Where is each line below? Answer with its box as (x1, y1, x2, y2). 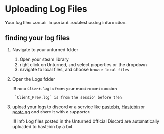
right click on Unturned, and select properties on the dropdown (19, 61, 147, 67)
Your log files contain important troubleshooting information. (5, 20, 127, 25)
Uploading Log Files (5, 3, 87, 15)
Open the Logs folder (12, 76, 55, 82)
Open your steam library (19, 56, 69, 62)
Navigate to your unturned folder (12, 46, 78, 52)
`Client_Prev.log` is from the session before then (14, 95, 122, 100)
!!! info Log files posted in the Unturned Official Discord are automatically (12, 118, 159, 124)
